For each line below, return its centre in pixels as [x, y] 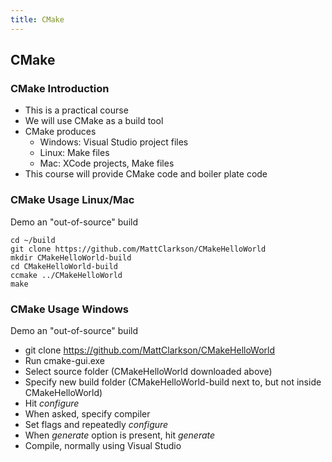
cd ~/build [33, 240]
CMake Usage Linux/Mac [72, 200]
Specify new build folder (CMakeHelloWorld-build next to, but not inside [173, 382]
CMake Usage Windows [69, 309]
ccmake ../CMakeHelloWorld [66, 275]
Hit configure [52, 403]
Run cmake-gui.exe [65, 360]
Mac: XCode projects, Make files [107, 163]
